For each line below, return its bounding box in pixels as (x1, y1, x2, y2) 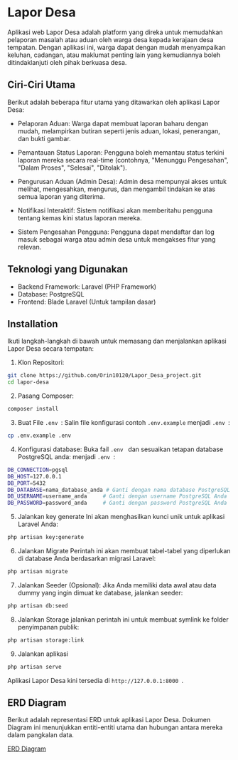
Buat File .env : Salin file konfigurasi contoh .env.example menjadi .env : (17, 418, 231, 426)
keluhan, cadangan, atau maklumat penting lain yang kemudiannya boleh (7, 51, 221, 59)
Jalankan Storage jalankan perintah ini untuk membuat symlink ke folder (17, 615, 229, 624)
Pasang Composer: (17, 391, 75, 400)
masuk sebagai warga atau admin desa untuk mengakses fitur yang (17, 235, 216, 243)
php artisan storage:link (7, 636, 84, 644)
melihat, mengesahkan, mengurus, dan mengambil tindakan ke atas (17, 185, 215, 193)
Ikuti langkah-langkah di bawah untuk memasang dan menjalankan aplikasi (7, 337, 227, 346)
